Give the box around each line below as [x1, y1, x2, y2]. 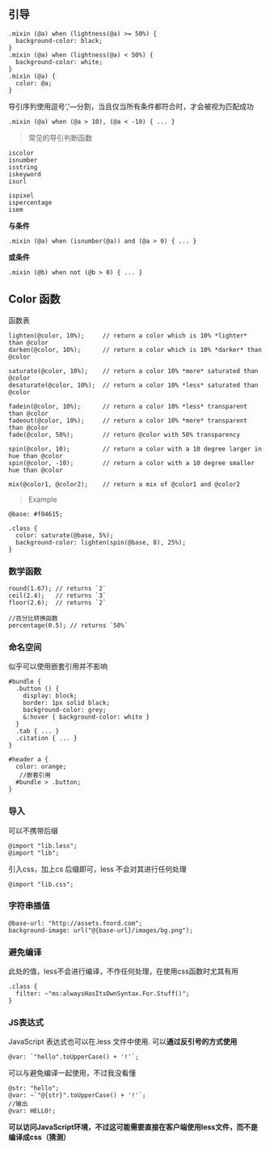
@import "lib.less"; [8, 842, 78, 850]
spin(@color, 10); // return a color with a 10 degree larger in [8, 444, 263, 453]
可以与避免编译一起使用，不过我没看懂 [8, 1068, 136, 1078]
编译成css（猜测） [8, 1132, 70, 1143]
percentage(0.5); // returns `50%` [8, 621, 129, 630]
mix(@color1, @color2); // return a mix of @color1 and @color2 [8, 480, 241, 488]
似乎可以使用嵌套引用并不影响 [8, 662, 108, 672]
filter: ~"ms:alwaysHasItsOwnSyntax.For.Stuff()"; [15, 990, 190, 998]
